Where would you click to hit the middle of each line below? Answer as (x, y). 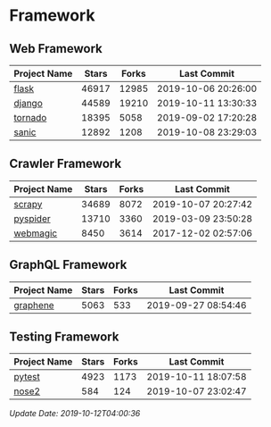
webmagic (36, 233)
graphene (34, 305)
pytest (27, 377)
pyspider (32, 218)
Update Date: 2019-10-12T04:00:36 (75, 414)
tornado (30, 117)
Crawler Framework (66, 164)
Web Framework (56, 49)
